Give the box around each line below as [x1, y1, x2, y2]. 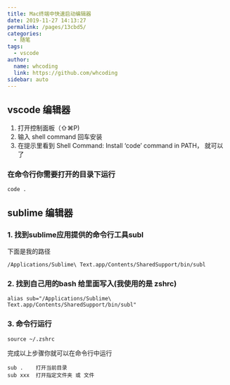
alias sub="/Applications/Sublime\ [7, 295, 112, 302]
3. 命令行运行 [7, 319, 52, 329]
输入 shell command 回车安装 [17, 133, 103, 141]
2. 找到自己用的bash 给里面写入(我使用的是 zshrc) [7, 279, 177, 289]
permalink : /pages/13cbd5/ [7, 23, 87, 30]
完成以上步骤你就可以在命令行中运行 [7, 348, 113, 357]
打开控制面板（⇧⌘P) [17, 124, 80, 133]
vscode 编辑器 [7, 104, 71, 116]
